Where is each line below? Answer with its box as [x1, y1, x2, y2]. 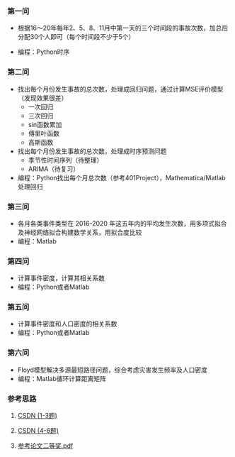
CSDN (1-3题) [17, 412, 58, 420]
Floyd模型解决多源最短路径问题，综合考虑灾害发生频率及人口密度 [17, 365, 207, 374]
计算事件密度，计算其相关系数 [17, 274, 105, 282]
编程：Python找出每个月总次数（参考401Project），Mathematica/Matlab [17, 173, 226, 182]
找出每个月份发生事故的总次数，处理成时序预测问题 [17, 147, 167, 155]
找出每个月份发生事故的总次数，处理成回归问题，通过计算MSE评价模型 [17, 84, 224, 93]
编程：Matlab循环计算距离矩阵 [17, 374, 106, 382]
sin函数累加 [28, 120, 62, 128]
